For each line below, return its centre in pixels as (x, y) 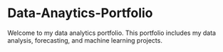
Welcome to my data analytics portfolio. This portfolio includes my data (111, 33)
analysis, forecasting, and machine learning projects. (85, 40)
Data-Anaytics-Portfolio (80, 13)
